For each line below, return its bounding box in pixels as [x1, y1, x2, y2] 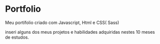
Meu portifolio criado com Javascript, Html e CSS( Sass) [5, 20, 119, 25]
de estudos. [5, 34, 29, 40]
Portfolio [5, 3, 41, 15]
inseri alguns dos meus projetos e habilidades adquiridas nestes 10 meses [5, 29, 156, 35]
